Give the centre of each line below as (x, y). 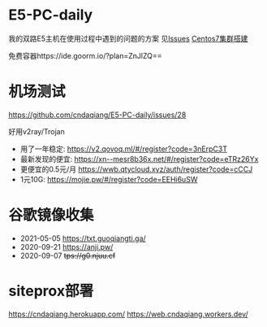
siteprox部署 (51, 291)
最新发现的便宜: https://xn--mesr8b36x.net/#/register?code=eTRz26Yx (139, 159)
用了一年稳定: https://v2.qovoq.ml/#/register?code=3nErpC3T (123, 149)
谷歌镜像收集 (52, 215)
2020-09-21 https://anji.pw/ (67, 246)
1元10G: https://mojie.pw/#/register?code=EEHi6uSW (109, 179)
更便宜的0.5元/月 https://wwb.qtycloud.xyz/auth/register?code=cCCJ (136, 169)
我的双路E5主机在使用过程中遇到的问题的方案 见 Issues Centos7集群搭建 (128, 38)
